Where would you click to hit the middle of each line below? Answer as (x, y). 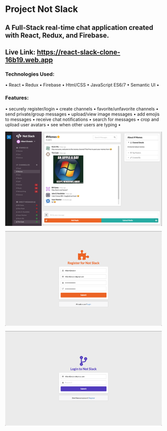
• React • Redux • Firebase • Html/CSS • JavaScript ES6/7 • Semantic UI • (82, 85)
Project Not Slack (42, 9)
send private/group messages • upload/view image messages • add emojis (83, 114)
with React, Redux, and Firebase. (57, 35)
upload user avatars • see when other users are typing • (63, 124)
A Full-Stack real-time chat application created (79, 28)
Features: (17, 98)
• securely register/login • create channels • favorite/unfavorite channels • (82, 108)
